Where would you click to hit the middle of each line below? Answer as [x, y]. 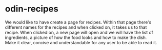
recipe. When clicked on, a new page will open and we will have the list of [79, 32]
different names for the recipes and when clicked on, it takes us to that [76, 27]
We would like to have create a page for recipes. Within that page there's [78, 22]
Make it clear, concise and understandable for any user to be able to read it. [81, 42]
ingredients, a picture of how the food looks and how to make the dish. [76, 37]
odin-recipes [32, 9]
